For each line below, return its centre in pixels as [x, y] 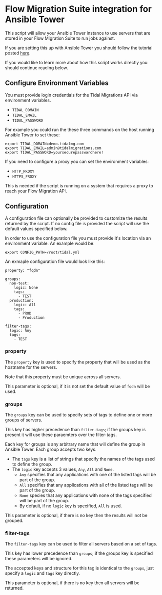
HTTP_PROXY [23, 171]
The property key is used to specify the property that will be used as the [78, 362]
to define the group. [32, 464]
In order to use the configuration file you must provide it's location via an [78, 238]
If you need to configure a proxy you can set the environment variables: [77, 161]
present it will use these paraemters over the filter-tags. [61, 435]
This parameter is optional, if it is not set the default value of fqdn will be [78, 386]
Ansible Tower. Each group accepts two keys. [51, 449]
